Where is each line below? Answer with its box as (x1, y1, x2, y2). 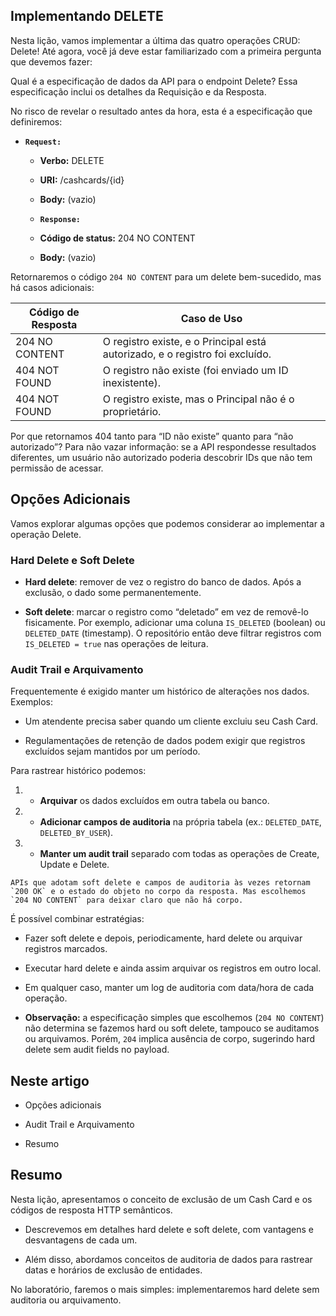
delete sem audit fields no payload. (24, 1044, 170, 1056)
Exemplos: (10, 696, 53, 708)
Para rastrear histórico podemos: (10, 765, 147, 777)
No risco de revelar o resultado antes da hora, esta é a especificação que (10, 105, 313, 117)
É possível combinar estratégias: (10, 913, 145, 925)
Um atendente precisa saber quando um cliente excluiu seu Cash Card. (24, 715, 319, 728)
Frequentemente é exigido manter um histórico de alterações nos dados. (10, 685, 310, 698)
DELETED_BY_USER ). (39, 827, 114, 839)
